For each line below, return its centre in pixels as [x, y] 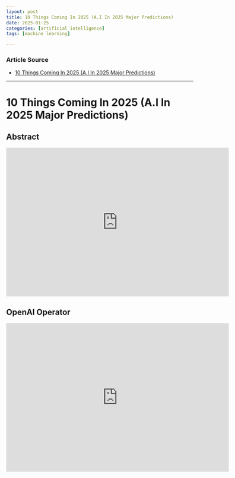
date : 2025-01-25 [28, 23]
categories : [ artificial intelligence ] [55, 28]
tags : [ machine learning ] [38, 34]
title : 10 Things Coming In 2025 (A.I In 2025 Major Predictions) [90, 17]
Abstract [23, 137]
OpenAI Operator [38, 312]
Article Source [27, 60]
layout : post [22, 12]
